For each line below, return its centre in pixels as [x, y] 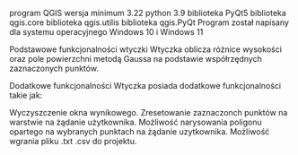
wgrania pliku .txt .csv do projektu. [73, 141]
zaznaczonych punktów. [54, 68]
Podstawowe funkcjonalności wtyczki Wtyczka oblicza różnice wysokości [146, 49]
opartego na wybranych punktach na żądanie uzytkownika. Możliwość [140, 132]
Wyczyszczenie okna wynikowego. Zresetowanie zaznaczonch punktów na [149, 112]
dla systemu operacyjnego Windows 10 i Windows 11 [106, 32]
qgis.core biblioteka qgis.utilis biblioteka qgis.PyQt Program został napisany [149, 22]
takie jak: [26, 95]
